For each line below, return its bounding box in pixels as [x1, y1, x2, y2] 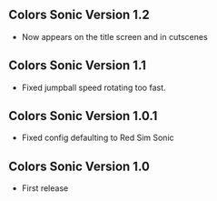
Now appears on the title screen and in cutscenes [21, 31, 208, 42]
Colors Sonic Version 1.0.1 [8, 108, 158, 124]
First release [21, 183, 69, 194]
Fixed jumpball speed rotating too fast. [21, 82, 166, 93]
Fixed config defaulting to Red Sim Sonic [21, 132, 174, 144]
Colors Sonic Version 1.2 [8, 7, 151, 23]
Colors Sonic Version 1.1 [8, 58, 147, 74]
